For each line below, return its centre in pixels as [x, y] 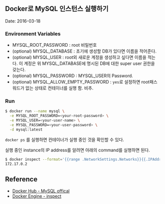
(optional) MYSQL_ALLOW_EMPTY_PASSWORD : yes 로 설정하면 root [81, 82]
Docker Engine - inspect [37, 196]
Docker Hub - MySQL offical [41, 191]
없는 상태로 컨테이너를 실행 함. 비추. [59, 88]
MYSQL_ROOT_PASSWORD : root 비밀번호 [55, 45]
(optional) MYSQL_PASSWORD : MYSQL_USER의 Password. [73, 76]
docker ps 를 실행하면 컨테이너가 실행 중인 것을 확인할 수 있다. [65, 140]
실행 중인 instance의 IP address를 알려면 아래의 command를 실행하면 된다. [78, 150]
